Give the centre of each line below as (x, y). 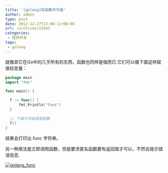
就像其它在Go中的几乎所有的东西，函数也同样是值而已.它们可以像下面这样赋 (83, 62)
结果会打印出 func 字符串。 (33, 138)
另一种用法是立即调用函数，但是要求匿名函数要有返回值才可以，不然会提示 (82, 148)
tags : (11, 42)
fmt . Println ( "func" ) (40, 105)
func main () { (20, 91)
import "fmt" (19, 82)
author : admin (20, 14)
